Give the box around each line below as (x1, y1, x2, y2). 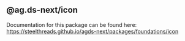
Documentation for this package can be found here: (6, 21, 137, 28)
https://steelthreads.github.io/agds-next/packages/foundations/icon (6, 28, 179, 35)
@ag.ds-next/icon (6, 5, 78, 15)
